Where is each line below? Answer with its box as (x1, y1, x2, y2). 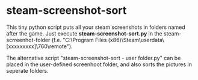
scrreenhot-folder (6, 36, 51, 43)
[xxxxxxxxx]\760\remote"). (6, 43, 73, 50)
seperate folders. (6, 67, 49, 74)
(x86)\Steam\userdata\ (108, 36, 164, 43)
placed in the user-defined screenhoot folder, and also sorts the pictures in (6, 61, 193, 68)
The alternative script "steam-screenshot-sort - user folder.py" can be (6, 54, 181, 61)
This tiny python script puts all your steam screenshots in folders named (6, 23, 185, 31)
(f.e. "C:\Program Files (51, 36, 107, 43)
